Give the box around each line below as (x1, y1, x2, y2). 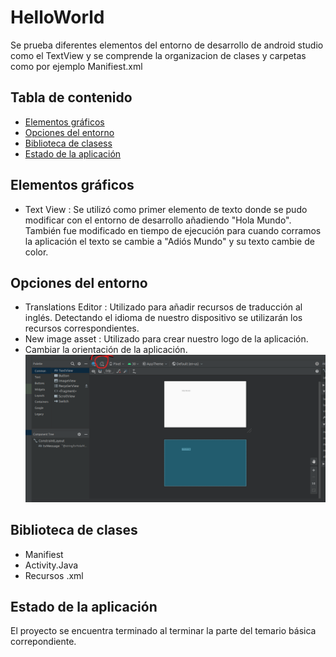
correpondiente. (10, 636, 77, 648)
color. (24, 246, 49, 258)
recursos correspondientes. (24, 322, 140, 335)
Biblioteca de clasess (24, 137, 113, 149)
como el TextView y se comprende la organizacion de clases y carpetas (10, 49, 307, 61)
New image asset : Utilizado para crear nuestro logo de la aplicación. (24, 333, 309, 345)
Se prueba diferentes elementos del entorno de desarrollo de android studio (10, 39, 324, 51)
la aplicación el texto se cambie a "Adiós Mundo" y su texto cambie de (24, 235, 315, 247)
